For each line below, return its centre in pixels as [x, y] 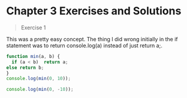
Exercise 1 [33, 27]
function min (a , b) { [33, 56]
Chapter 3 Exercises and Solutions [94, 11]
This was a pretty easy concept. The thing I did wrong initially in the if [92, 39]
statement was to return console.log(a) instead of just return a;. [85, 45]
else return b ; [25, 68]
